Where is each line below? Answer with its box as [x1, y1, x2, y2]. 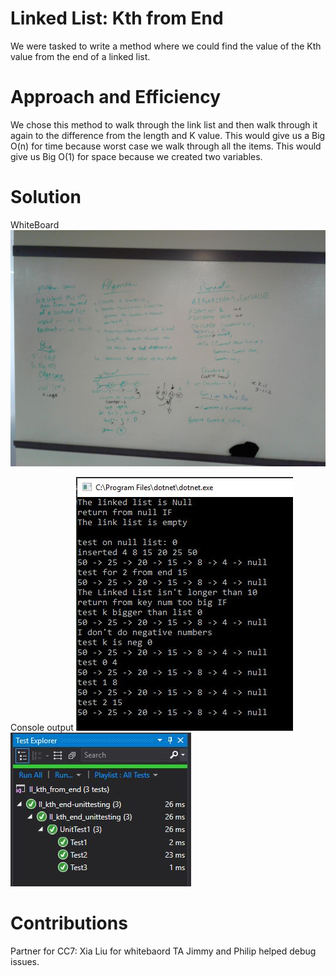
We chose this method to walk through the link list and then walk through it [10, 118, 318, 131]
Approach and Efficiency [10, 86, 222, 109]
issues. [10, 956, 40, 968]
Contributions [10, 912, 128, 935]
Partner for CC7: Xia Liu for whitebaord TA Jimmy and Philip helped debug [10, 945, 317, 957]
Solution [10, 186, 82, 209]
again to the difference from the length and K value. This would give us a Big [10, 129, 326, 141]
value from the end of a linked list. [10, 50, 151, 62]
